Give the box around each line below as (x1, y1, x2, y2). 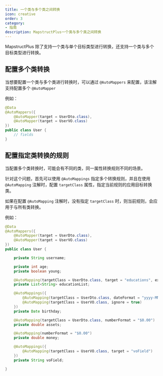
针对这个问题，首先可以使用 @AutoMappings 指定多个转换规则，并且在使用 (5, 175, 150, 181)
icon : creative (5, 12, 36, 17)
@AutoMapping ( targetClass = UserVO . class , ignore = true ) (22, 300, 142, 305)
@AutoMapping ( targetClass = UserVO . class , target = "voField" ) (22, 349, 153, 354)
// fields (14, 132, 34, 137)
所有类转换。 (17, 204, 44, 210)
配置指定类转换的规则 (5, 152, 69, 160)
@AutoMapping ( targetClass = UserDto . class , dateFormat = (22, 295, 140, 300)
